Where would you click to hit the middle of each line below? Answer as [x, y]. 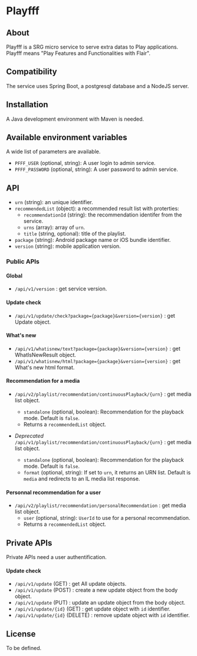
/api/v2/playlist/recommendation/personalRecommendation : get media [100, 505]
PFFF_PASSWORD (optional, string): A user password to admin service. [96, 169]
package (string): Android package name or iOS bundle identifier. [93, 240]
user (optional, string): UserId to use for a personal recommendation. [107, 518]
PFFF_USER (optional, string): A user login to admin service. [85, 163]
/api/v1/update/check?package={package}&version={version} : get [95, 315]
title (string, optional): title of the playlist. [75, 234]
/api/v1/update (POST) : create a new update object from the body [96, 590]
